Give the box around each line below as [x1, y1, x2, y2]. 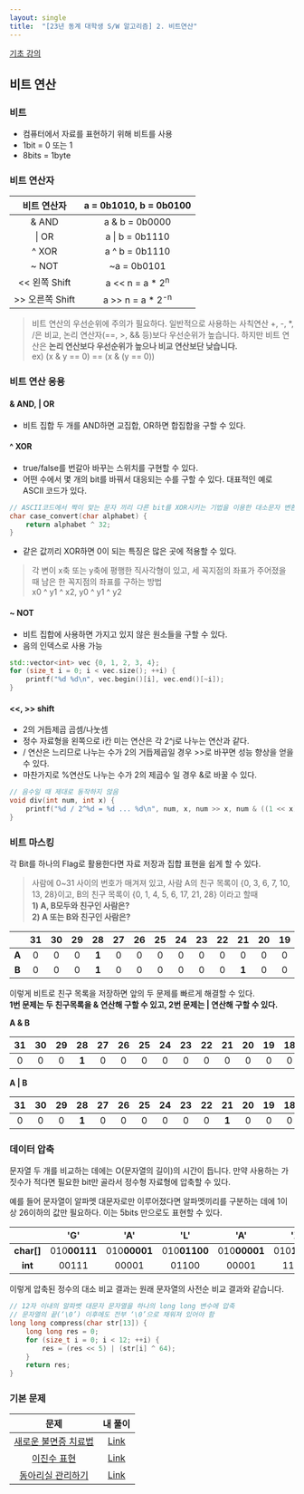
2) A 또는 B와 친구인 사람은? [31, 911, 131, 922]
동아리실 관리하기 [19, 1470, 89, 1482]
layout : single [9, 13, 67, 23]
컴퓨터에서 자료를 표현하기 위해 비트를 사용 [22, 129, 174, 140]
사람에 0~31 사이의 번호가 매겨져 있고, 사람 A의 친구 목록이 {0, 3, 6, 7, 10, [31, 878, 290, 889]
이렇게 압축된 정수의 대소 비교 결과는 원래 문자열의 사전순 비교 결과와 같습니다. [9, 1284, 285, 1295]
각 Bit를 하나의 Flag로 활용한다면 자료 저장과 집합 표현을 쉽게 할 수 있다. [9, 858, 261, 870]
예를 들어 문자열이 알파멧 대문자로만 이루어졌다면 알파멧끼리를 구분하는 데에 [9, 1196, 276, 1207]
